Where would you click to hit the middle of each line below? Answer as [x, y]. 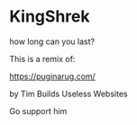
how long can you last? [52, 41]
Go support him [38, 111]
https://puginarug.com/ [53, 76]
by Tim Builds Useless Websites [68, 94]
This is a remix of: [42, 58]
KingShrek [50, 17]
